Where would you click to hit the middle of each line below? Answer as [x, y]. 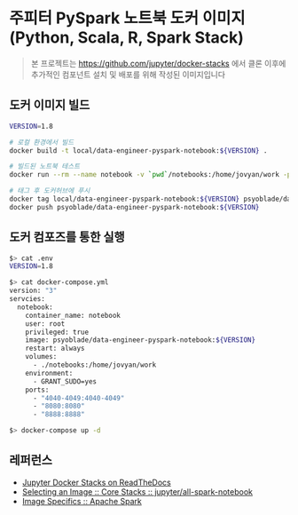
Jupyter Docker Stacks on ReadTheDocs [96, 482]
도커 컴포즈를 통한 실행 [67, 238]
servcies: [27, 299]
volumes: [41, 357]
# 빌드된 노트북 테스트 [45, 166]
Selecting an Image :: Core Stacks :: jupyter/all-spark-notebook [137, 491]
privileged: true [57, 332]
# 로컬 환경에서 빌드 [42, 142]
